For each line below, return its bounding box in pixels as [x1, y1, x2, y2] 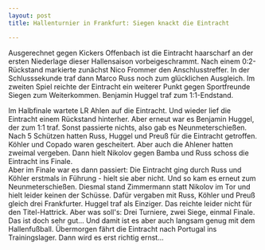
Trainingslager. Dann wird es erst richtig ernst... [8, 232, 165, 242]
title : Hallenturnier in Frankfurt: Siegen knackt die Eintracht [8, 19, 229, 27]
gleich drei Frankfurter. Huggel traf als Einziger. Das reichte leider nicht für [8, 198, 252, 208]
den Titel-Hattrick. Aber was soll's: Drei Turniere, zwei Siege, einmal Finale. [8, 207, 255, 217]
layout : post [8, 11, 52, 20]
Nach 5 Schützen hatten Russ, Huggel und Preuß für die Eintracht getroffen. [8, 131, 257, 140]
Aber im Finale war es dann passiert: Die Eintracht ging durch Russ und [8, 165, 242, 174]
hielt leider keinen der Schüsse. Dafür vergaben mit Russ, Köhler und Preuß [8, 190, 256, 200]
